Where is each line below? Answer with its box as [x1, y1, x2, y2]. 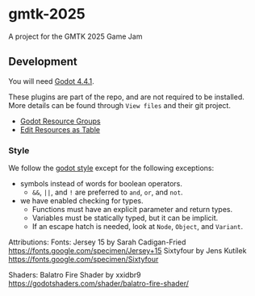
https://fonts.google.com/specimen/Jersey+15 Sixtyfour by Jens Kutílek [8, 246, 247, 256]
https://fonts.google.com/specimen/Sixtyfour [8, 255, 159, 265]
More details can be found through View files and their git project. [8, 100, 232, 110]
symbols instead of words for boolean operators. [19, 179, 183, 189]
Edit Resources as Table [19, 124, 101, 134]
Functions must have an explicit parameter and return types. [31, 205, 233, 215]
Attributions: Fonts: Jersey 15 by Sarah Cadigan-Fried [8, 237, 186, 247]
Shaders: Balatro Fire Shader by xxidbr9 [8, 270, 141, 280]
